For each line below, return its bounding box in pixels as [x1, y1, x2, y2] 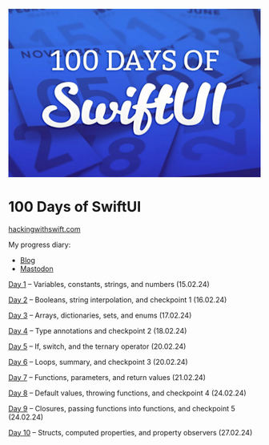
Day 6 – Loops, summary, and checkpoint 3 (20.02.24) [8, 357, 188, 366]
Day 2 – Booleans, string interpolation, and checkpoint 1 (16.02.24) [8, 294, 227, 305]
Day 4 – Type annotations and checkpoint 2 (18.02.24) [8, 326, 187, 335]
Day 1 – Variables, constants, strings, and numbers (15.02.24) [8, 279, 210, 289]
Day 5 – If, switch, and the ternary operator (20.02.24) [8, 342, 187, 351]
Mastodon [19, 264, 54, 273]
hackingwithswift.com [8, 224, 81, 233]
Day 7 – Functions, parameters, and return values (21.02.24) [8, 372, 207, 382]
